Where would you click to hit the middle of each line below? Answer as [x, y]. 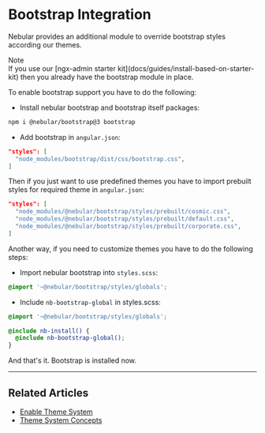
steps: [18, 257]
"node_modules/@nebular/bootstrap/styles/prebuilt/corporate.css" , [129, 227]
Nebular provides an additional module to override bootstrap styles [117, 36]
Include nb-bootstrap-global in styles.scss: [90, 302]
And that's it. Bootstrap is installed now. [72, 360]
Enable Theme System [56, 412]
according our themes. [45, 44]
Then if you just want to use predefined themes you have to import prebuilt [130, 181]
